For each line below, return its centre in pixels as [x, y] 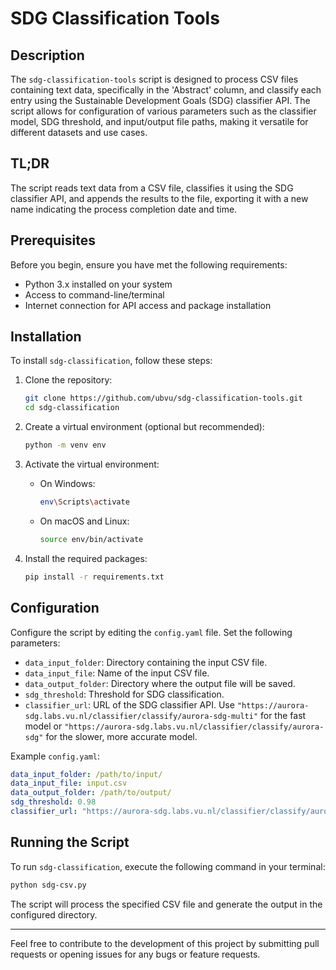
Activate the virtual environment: [92, 464]
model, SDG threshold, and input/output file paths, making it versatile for [159, 121]
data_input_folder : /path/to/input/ [86, 774]
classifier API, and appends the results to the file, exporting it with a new [159, 198]
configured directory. [54, 914]
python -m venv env [65, 445]
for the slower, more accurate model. [121, 736]
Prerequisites [53, 240]
